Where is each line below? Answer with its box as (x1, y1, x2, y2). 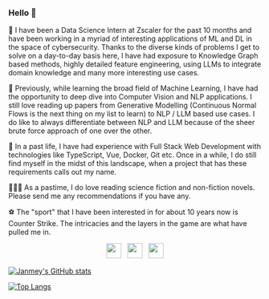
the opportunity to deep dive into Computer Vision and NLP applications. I (8, 92, 253, 102)
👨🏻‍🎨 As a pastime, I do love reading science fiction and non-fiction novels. (8, 183, 255, 192)
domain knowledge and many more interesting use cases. (8, 68, 199, 78)
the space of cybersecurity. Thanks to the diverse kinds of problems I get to (8, 42, 259, 52)
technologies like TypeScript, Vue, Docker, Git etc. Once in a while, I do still (8, 150, 257, 160)
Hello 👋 (8, 7, 37, 18)
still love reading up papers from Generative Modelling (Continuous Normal (8, 100, 257, 111)
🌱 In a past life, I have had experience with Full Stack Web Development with (8, 142, 261, 152)
